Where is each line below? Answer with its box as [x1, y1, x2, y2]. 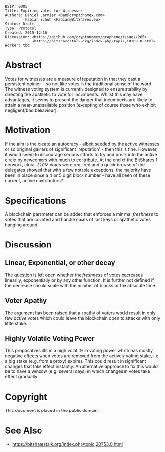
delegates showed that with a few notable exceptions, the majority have [5, 167, 152, 173]
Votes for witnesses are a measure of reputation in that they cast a [5, 76, 141, 82]
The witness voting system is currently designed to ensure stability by [5, 86, 148, 92]
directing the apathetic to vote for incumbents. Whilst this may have [5, 91, 143, 97]
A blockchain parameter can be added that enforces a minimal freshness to [5, 211, 159, 217]
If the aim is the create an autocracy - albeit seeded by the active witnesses [5, 141, 160, 147]
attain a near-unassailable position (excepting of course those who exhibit [5, 102, 156, 108]
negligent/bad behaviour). [5, 107, 58, 113]
